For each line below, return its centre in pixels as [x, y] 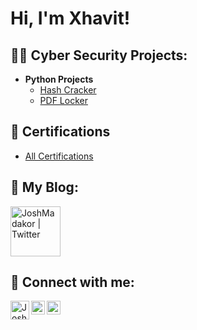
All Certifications [59, 156]
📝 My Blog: [44, 187]
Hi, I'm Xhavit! [70, 18]
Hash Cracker [68, 90]
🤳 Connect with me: [72, 282]
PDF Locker [63, 100]
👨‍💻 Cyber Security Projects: [99, 55]
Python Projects [59, 79]
